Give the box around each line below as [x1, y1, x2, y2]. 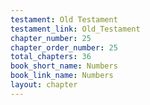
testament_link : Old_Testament [10, 24, 141, 34]
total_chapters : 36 [10, 52, 92, 62]
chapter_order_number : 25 [10, 42, 118, 53]
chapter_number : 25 [10, 33, 92, 43]
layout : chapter [10, 80, 78, 90]
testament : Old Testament [10, 14, 118, 25]
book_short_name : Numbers [10, 61, 118, 71]
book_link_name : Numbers [10, 71, 114, 81]
